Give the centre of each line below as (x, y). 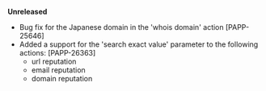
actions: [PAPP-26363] (57, 53)
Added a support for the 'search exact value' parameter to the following (139, 44)
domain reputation (62, 79)
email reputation (58, 70)
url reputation (54, 61)
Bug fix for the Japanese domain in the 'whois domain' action (121, 27)
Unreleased (27, 12)
